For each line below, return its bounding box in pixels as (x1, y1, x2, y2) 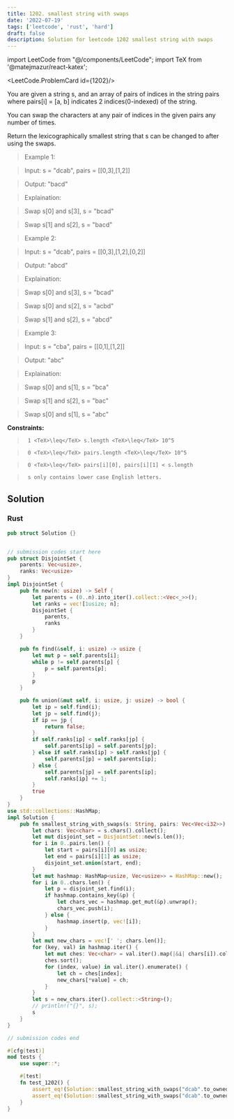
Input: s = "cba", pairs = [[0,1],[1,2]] (24, 342, 125, 351)
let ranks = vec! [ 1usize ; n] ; (32, 600, 120, 607)
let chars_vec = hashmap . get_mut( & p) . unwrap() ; (56, 899, 198, 906)
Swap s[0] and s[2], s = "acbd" (24, 302, 114, 310)
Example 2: (24, 234, 57, 243)
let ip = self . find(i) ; (32, 703, 101, 710)
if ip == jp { (32, 716, 73, 723)
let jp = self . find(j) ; (32, 710, 101, 717)
